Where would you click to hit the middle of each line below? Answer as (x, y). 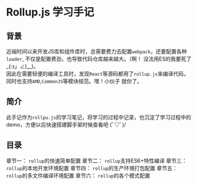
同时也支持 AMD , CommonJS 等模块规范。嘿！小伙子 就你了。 (74, 81)
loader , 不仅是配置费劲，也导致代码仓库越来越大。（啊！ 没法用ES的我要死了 (99, 59)
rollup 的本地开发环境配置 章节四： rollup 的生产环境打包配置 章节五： (92, 168)
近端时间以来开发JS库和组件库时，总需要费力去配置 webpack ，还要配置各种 (97, 51)
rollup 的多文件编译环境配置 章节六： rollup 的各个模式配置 (78, 175)
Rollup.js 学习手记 (50, 12)
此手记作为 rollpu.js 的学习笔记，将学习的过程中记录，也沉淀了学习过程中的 (99, 117)
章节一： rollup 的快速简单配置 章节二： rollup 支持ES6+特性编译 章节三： (96, 161)
